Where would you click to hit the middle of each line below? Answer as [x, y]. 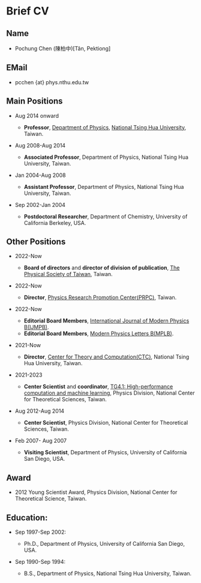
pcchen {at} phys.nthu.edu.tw [52, 82]
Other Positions [36, 242]
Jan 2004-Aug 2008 [40, 175]
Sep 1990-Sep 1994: [40, 562]
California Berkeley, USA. [55, 223]
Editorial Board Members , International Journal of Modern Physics [106, 321]
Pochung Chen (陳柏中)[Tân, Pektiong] [63, 48]
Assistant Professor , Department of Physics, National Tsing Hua [104, 187]
